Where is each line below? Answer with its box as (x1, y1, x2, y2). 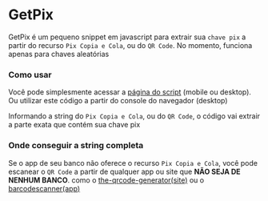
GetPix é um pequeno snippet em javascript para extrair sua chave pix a (8, 32, 246, 42)
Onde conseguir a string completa (8, 140, 144, 151)
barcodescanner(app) (8, 183, 81, 193)
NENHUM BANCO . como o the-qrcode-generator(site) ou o (8, 175, 205, 185)
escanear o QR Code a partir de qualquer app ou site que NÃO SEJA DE (8, 167, 242, 176)
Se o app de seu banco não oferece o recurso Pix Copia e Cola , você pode (8, 158, 258, 167)
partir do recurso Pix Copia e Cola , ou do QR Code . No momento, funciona (8, 40, 253, 50)
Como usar (8, 69, 52, 80)
